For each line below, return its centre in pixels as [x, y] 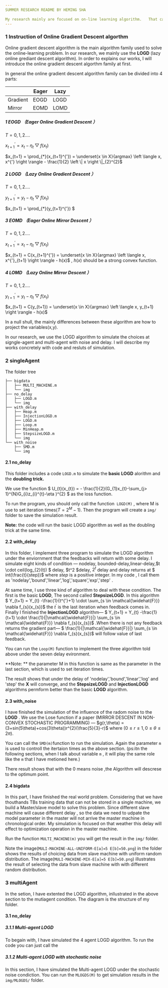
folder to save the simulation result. [41, 515]
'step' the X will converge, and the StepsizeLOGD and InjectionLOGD [77, 684]
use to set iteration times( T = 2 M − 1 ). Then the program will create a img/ [81, 509]
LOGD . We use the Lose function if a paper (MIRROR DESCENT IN [73, 718]
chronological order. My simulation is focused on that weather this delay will [83, 824]
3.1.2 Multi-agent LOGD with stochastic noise [53, 957]
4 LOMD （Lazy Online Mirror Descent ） [48, 272]
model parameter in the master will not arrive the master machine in [75, 818]
